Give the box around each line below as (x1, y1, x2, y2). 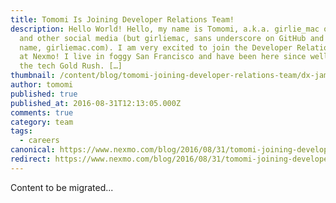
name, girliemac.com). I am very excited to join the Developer (19, 42, 293, 53)
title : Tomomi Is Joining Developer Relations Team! (10, 14, 235, 25)
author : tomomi (10, 80, 74, 90)
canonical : (10, 145, 56, 155)
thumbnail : (10, 71, 56, 81)
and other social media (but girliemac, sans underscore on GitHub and (19, 33, 325, 43)
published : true (10, 89, 78, 99)
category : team (10, 117, 74, 127)
